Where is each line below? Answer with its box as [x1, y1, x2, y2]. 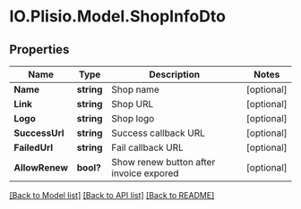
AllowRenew [13, 162, 69, 173]
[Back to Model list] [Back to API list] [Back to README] [9, 190, 215, 200]
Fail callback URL [111, 141, 184, 154]
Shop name [111, 83, 159, 96]
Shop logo [111, 113, 155, 124]
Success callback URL [111, 127, 206, 139]
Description [149, 69, 200, 80]
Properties [9, 42, 70, 57]
